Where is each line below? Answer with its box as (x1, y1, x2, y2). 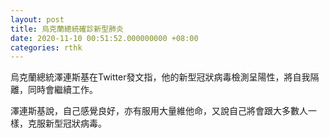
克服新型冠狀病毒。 (27, 117, 107, 130)
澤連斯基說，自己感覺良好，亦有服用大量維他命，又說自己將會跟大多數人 (10, 105, 308, 117)
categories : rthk (10, 42, 83, 53)
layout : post (10, 14, 65, 25)
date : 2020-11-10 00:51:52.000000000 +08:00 (10, 33, 199, 43)
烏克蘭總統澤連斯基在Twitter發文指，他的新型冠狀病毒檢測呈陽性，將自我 (10, 71, 311, 83)
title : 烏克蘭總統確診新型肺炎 (10, 24, 124, 34)
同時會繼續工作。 (27, 84, 98, 96)
